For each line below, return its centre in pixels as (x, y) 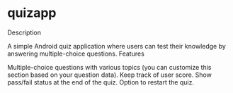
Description (24, 32)
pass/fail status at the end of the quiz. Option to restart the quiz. (101, 82)
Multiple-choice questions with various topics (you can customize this (109, 67)
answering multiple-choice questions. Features (76, 54)
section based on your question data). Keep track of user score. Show (110, 75)
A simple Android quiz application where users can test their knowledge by (117, 46)
